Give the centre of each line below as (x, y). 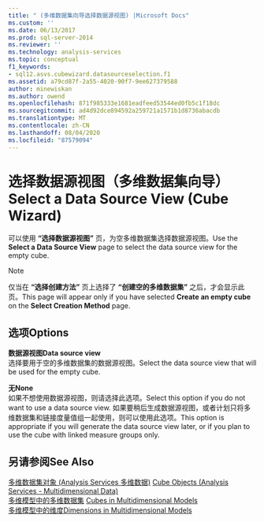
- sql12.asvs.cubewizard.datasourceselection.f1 (89, 74)
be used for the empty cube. (54, 372)
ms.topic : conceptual (44, 60)
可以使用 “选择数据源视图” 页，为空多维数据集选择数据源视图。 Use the (123, 238)
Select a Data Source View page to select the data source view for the (123, 247)
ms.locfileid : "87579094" (50, 140)
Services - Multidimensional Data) (63, 491)
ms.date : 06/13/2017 (42, 30)
